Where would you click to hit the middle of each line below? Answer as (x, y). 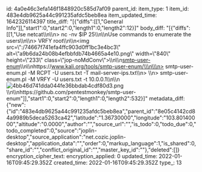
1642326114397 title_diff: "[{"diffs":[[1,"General (65, 21)
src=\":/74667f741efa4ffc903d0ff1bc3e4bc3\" (64, 47)
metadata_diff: (167, 98)
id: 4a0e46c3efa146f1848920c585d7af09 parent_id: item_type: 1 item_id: (98, 9)
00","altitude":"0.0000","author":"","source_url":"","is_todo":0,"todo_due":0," (101, 124)
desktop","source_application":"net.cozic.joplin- (66, 137)
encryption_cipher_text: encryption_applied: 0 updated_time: (82, 156)
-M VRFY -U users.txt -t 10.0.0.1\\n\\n (74, 79)
